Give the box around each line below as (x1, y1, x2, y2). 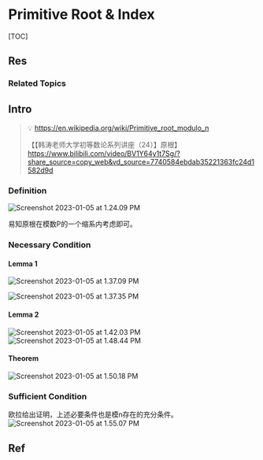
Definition (8, 185, 47, 196)
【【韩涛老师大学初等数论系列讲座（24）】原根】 (27, 140, 182, 150)
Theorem (8, 354, 39, 363)
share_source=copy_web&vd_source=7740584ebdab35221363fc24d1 (27, 158, 254, 167)
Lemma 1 (8, 258, 38, 269)
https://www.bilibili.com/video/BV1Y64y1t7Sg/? (27, 149, 181, 158)
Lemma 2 (8, 310, 39, 320)
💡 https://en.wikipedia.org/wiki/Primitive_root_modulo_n (27, 124, 209, 133)
